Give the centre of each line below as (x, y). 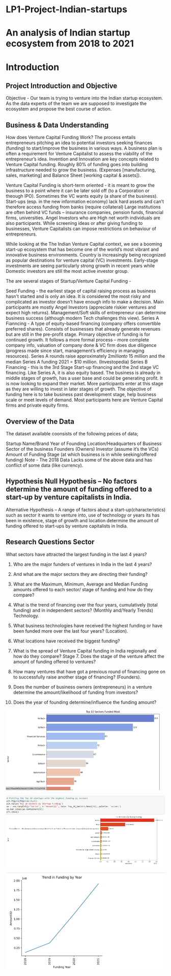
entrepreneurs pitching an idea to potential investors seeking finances (79, 143)
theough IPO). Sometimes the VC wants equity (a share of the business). (82, 196)
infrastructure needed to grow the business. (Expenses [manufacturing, (81, 170)
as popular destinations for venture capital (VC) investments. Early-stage (82, 260)
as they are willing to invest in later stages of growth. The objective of (79, 389)
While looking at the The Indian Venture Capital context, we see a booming (84, 244)
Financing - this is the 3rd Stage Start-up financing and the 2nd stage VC (82, 367)
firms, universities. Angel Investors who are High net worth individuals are (83, 218)
